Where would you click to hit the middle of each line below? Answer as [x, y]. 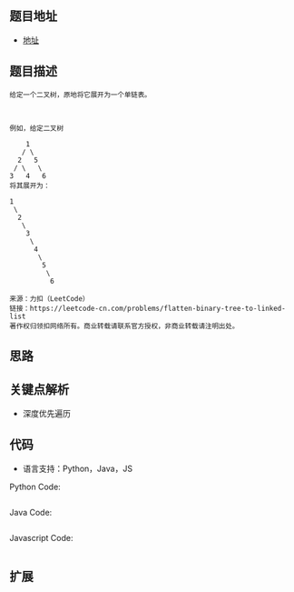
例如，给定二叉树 [37, 128]
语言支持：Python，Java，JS [78, 468]
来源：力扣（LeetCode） [49, 298]
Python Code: [35, 487]
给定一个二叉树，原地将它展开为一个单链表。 [80, 95]
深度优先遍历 [46, 413]
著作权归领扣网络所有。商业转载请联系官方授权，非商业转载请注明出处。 [124, 326]
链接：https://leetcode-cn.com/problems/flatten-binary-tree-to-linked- [147, 308]
